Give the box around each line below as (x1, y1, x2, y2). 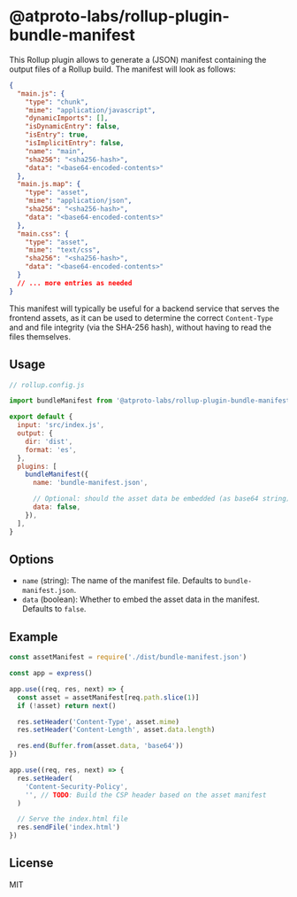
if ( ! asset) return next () (17, 701, 117, 710)
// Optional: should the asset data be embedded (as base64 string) (32, 495, 291, 503)
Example (9, 629, 58, 644)
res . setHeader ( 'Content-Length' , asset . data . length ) (17, 725, 216, 735)
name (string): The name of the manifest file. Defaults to (21, 575, 223, 586)
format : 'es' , (25, 445, 77, 454)
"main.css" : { (17, 229, 69, 238)
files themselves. (9, 331, 71, 342)
